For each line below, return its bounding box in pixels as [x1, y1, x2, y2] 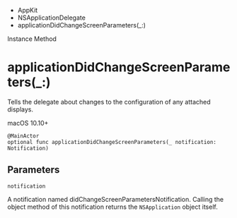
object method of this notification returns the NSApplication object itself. [7, 202, 218, 211]
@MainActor [7, 132, 40, 140]
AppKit [17, 6, 38, 14]
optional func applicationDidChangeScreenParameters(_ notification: [7, 138, 217, 145]
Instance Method [7, 35, 57, 43]
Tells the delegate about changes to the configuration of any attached [7, 97, 211, 106]
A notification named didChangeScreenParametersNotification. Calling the [7, 195, 224, 203]
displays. [7, 105, 34, 114]
